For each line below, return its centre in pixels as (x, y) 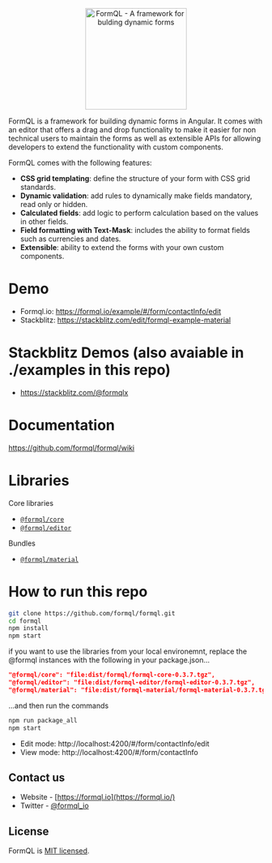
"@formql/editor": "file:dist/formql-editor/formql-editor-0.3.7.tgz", (132, 683)
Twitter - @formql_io (54, 806)
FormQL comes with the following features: (80, 163)
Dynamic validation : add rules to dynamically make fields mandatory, (136, 196)
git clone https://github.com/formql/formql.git (92, 613)
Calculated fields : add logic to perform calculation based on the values (139, 213)
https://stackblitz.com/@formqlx (74, 392)
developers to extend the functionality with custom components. (116, 147)
